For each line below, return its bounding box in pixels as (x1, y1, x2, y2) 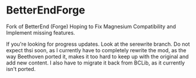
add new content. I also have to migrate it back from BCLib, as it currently (6, 59, 185, 66)
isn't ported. (6, 65, 36, 72)
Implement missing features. (6, 29, 76, 36)
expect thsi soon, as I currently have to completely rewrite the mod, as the (6, 46, 187, 53)
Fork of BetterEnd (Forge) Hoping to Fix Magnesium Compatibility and (6, 23, 176, 30)
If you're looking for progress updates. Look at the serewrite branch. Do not (6, 40, 190, 48)
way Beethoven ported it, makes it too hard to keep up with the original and (6, 53, 189, 60)
